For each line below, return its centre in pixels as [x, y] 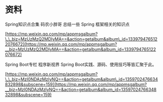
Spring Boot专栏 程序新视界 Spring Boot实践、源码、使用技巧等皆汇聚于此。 [81, 64]
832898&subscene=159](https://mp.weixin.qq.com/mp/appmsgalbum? [76, 84]
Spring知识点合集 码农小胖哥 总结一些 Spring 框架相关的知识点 [67, 24]
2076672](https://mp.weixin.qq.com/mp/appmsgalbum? [61, 44]
